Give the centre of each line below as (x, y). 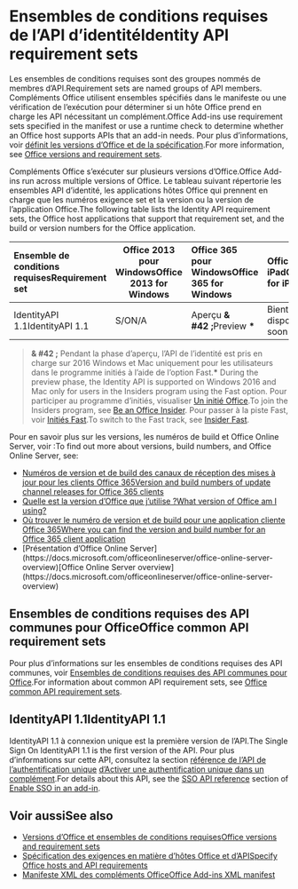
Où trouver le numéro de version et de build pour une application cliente (153, 520)
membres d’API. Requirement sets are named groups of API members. (136, 88)
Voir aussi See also (61, 816)
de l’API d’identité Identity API (119, 35)
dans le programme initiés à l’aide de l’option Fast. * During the (145, 372)
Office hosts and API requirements (85, 865)
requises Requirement (60, 277)
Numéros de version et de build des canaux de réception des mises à (149, 472)
